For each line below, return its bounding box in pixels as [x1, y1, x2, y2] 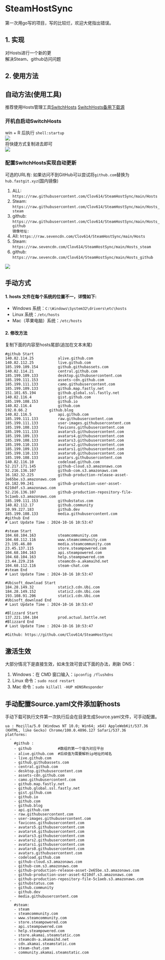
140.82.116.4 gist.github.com [5, 395, 91, 400]
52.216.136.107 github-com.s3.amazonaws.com [5, 468, 118, 473]
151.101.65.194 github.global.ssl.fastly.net [5, 390, 120, 395]
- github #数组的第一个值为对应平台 [14, 746, 104, 751]
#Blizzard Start [5, 611, 38, 616]
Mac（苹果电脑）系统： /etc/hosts [12, 318, 82, 324]
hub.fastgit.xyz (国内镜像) [5, 178, 59, 184]
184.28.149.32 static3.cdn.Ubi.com [5, 585, 100, 590]
